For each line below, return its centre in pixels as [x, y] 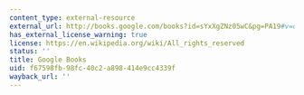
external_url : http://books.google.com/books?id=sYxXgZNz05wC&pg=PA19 [145, 26]
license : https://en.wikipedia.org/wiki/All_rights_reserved [127, 43]
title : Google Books [48, 60]
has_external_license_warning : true [78, 34]
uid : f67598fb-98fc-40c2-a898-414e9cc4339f [93, 69]
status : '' [30, 52]
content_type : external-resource [72, 18]
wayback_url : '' [40, 77]
